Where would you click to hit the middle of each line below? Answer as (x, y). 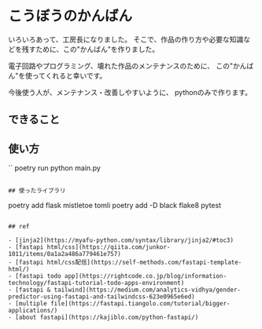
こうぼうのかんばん (70, 16)
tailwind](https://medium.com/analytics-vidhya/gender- (148, 290)
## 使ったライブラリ (37, 191)
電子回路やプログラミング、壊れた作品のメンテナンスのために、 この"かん (127, 66)
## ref (19, 227)
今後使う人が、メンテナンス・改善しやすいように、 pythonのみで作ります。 (130, 92)
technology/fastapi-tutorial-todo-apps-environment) (96, 283)
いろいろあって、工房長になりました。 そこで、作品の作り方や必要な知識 (126, 39)
